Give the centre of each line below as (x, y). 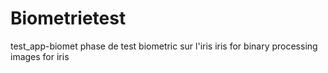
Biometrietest (68, 18)
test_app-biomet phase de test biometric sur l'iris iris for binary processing (164, 46)
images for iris (40, 56)
